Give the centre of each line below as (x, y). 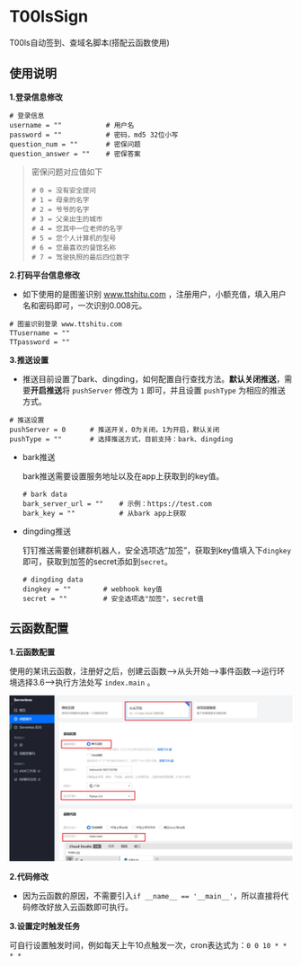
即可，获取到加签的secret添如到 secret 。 (97, 561)
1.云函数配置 (32, 651)
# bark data (44, 494)
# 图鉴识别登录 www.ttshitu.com (66, 324)
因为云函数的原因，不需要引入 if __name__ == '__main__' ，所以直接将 (151, 895)
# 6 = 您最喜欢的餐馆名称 (74, 248)
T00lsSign (49, 17)
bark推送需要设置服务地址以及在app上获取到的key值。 (123, 476)
